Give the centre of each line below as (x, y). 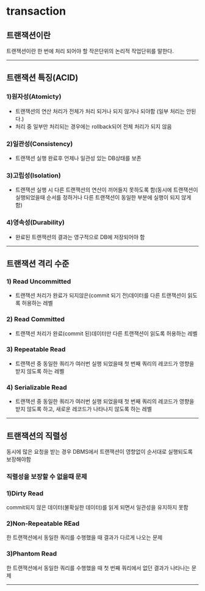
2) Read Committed (36, 320)
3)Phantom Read (32, 554)
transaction (36, 11)
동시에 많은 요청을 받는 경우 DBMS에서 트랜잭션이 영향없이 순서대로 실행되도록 (100, 451)
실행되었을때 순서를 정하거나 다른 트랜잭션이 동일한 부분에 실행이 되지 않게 (103, 198)
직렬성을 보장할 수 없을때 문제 (47, 476)
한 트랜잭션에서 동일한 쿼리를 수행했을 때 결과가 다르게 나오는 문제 (85, 537)
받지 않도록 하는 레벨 (40, 371)
